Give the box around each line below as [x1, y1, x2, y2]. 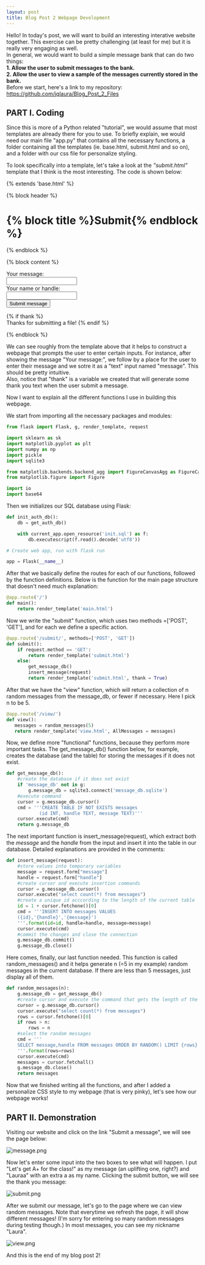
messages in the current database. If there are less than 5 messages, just [6, 967, 191, 974]
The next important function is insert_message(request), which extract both [6, 833, 196, 840]
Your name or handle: [6, 285, 60, 292]
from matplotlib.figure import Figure [6, 475, 105, 481]
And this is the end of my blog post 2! [6, 1252, 101, 1259]
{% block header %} [6, 192, 58, 199]
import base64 [6, 491, 43, 497]
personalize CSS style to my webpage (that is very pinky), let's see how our [6, 1088, 197, 1096]
